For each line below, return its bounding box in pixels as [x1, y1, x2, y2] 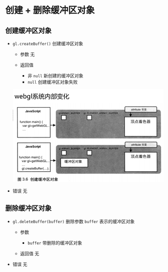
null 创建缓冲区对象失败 [27, 79, 78, 85]
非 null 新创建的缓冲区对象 [27, 73, 83, 79]
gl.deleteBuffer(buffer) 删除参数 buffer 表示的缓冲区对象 [12, 218, 135, 224]
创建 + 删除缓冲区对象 [5, 5, 95, 16]
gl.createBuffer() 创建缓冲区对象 [12, 41, 83, 46]
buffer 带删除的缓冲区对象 [27, 240, 82, 246]
